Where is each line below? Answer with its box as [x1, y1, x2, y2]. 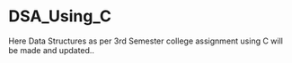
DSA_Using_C [8, 6, 112, 27]
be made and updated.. [8, 44, 95, 55]
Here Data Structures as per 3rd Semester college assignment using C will [8, 35, 284, 46]
